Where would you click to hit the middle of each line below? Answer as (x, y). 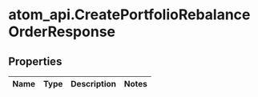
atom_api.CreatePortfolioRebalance (129, 15)
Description (93, 84)
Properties (35, 61)
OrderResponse (62, 32)
